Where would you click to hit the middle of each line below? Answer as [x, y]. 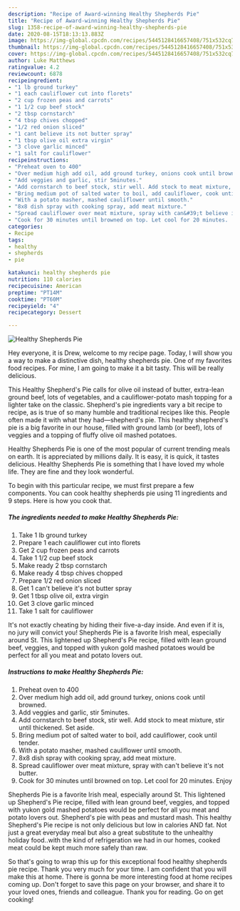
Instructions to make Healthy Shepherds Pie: [76, 672]
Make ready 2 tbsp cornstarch [63, 566]
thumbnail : [24, 47]
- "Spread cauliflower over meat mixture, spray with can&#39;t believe [118, 214]
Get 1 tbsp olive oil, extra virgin [63, 596]
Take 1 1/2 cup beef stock [56, 558]
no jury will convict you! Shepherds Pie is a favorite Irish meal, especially [115, 632]
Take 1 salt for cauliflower [56, 611]
